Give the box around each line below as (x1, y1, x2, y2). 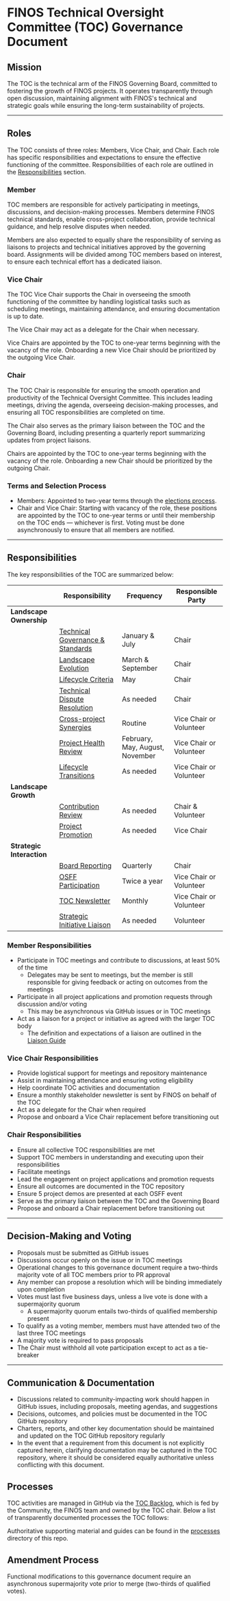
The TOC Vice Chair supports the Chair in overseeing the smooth (7, 290, 191, 299)
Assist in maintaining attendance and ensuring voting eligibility (16, 1076, 194, 1085)
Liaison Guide (27, 1037, 66, 1045)
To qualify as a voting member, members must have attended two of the (16, 1322, 220, 1330)
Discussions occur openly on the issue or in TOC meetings (16, 1256, 183, 1264)
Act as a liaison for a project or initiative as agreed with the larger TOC (16, 1015, 216, 1023)
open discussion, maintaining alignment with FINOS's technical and (7, 94, 197, 102)
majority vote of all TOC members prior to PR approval (16, 1270, 170, 1278)
